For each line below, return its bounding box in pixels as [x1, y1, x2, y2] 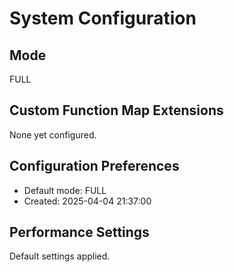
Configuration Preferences [9, 158, 180, 175]
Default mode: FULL [23, 184, 107, 196]
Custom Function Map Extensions [9, 102, 224, 119]
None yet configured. [9, 128, 97, 141]
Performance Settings [9, 224, 150, 241]
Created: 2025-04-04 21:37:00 [23, 195, 152, 207]
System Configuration [9, 7, 197, 30]
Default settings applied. [9, 250, 111, 262]
